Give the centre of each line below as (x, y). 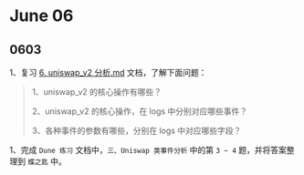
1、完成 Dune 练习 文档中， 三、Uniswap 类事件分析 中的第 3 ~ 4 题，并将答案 (148, 150)
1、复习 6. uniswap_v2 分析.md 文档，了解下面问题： (108, 72)
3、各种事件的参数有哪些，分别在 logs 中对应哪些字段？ (136, 130)
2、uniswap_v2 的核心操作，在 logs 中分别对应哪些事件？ (140, 111)
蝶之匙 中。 (47, 161)
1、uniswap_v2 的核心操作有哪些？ (97, 92)
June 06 (42, 16)
